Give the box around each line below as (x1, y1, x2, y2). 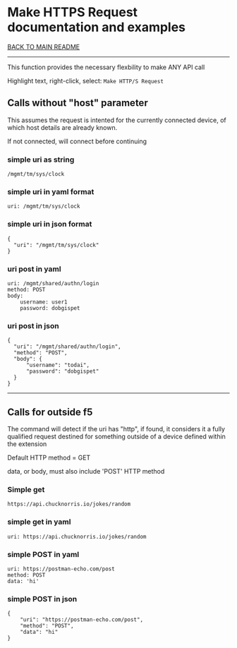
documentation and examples (7, 19, 186, 35)
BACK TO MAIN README (7, 42, 80, 51)
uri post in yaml (7, 264, 61, 274)
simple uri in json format (7, 220, 92, 229)
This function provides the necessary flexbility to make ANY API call (7, 63, 205, 71)
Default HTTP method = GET (7, 453, 91, 462)
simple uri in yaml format (7, 186, 95, 196)
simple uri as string (7, 155, 75, 164)
